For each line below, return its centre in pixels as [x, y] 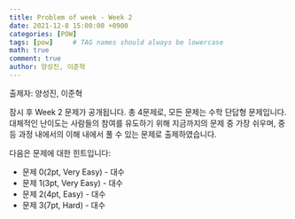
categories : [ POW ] [43, 34]
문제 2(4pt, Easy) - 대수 [64, 194]
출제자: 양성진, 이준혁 [46, 93]
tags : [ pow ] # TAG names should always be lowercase [116, 42]
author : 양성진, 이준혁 [47, 67]
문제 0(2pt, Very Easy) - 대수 [74, 172]
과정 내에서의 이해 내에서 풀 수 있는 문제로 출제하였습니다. [117, 134]
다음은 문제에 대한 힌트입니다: [60, 153]
